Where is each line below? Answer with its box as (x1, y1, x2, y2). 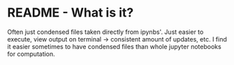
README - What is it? (7, 5, 134, 21)
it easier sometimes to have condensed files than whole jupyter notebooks (7, 42, 221, 50)
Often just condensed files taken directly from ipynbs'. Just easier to (7, 28, 204, 36)
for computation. (7, 50, 56, 58)
